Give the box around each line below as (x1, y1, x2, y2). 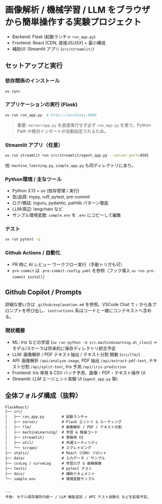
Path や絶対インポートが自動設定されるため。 (17, 128, 108, 134)
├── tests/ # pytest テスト (5, 466, 92, 471)
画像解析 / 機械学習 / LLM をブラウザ (5, 4, 150, 16)
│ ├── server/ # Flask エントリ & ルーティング (5, 419, 122, 424)
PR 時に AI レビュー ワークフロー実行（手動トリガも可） (12, 262, 125, 267)
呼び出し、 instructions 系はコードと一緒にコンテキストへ (26, 308, 144, 314)
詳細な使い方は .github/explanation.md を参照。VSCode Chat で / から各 (5, 302, 152, 307)
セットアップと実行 (5, 61, 63, 70)
